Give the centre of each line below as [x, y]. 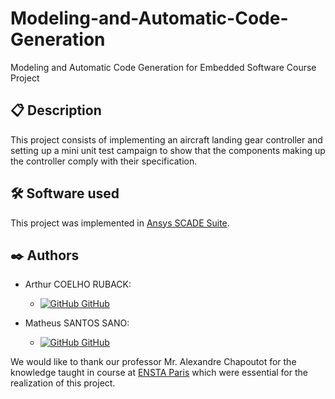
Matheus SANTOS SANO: [77, 323]
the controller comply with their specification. [104, 161]
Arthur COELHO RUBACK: [78, 284]
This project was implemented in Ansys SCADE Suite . [120, 223]
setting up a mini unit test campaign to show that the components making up [168, 150]
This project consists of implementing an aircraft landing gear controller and [166, 139]
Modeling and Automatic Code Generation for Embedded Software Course [163, 67]
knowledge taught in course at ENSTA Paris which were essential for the [159, 373]
